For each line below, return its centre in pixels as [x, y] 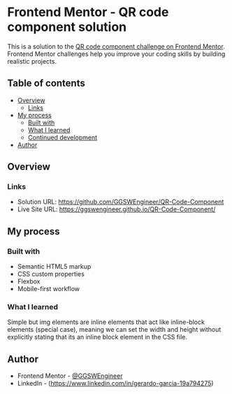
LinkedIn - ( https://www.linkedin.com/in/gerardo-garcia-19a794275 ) [116, 384]
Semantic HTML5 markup [54, 267]
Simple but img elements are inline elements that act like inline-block [106, 322]
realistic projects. [32, 61]
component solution [67, 27]
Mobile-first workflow [49, 289]
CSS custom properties [51, 274]
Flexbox [29, 281]
